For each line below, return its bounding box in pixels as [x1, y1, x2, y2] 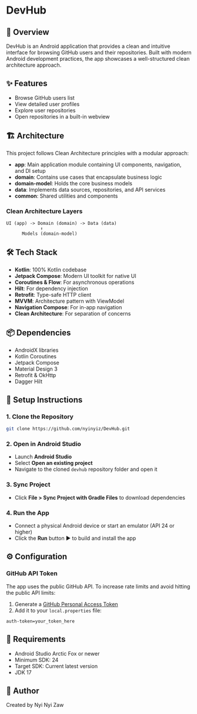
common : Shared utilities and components [14, 192, 118, 199]
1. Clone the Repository [6, 412, 74, 421]
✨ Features [6, 78, 48, 89]
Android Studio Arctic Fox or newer [14, 650, 100, 657]
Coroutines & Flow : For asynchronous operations [14, 279, 135, 286]
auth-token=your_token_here [6, 618, 75, 624]
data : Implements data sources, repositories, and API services [14, 186, 166, 193]
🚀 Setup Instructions [6, 395, 83, 405]
